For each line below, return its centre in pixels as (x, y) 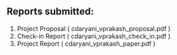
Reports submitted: (50, 12)
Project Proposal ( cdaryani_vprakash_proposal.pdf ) (94, 28)
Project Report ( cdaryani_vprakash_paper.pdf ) (86, 43)
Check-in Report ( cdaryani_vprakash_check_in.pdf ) (94, 36)
